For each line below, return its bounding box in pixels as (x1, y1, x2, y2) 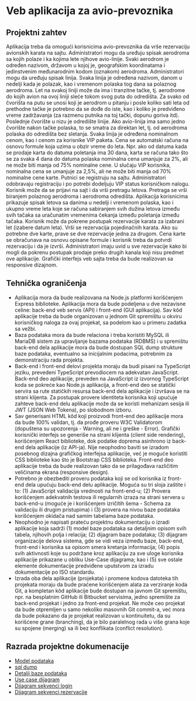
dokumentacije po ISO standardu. (14, 568, 95, 575)
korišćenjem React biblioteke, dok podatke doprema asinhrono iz (14, 437, 171, 444)
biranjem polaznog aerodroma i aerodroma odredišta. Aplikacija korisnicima (6, 193, 188, 200)
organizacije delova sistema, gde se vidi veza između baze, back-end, (14, 537, 184, 544)
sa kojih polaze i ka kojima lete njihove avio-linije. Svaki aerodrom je (6, 56, 170, 62)
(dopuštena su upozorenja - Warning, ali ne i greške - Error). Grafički (14, 424, 180, 432)
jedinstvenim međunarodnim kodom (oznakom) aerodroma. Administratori (6, 68, 184, 75)
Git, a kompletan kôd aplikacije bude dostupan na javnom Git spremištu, (14, 587, 188, 594)
